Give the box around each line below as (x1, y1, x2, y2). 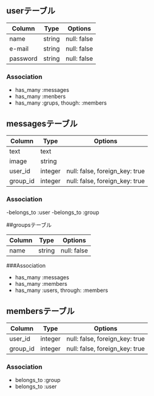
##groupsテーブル (6, 221, 52, 229)
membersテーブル (6, 306, 75, 316)
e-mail (9, 44, 29, 53)
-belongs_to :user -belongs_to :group (6, 209, 99, 216)
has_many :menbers (15, 93, 66, 100)
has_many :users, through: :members (15, 287, 109, 294)
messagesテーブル (6, 118, 78, 129)
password (9, 54, 38, 63)
